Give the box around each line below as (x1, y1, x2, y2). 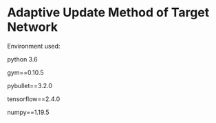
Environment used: (7, 42, 61, 50)
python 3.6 (7, 55, 38, 63)
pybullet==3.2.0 (7, 81, 53, 90)
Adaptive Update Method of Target (7, 5, 210, 20)
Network (7, 19, 58, 35)
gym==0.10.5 (7, 68, 44, 77)
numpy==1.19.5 (7, 108, 50, 116)
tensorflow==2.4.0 (7, 94, 61, 103)
